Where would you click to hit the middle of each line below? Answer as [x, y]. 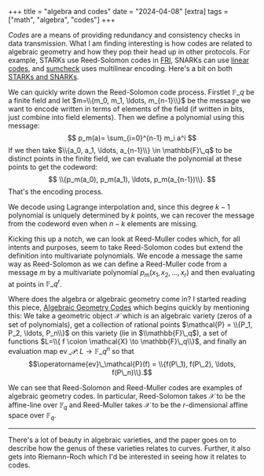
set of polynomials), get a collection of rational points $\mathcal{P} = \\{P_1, [130, 325]
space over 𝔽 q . [32, 416]
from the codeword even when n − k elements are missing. [103, 223]
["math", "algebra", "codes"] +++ [62, 20]
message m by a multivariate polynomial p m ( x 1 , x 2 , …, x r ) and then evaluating [132, 273]
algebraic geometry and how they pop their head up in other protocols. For [129, 52]
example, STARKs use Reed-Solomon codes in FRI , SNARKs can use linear [129, 60]
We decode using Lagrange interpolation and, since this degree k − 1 [119, 207]
